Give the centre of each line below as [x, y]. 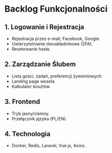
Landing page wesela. [34, 81]
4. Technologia [27, 134]
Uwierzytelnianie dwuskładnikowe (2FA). [52, 44]
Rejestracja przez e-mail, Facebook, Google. [56, 38]
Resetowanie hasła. [31, 49]
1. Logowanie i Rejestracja [44, 27]
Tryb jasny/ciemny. [30, 114]
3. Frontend [22, 102]
